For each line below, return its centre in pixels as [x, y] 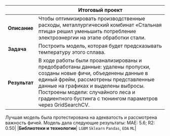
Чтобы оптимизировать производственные [92, 19]
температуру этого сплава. [72, 52]
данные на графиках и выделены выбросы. [92, 86]
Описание [21, 28]
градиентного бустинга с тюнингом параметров [98, 98]
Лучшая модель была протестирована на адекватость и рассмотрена [81, 117]
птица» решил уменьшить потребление [87, 31]
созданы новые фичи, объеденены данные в [93, 73]
